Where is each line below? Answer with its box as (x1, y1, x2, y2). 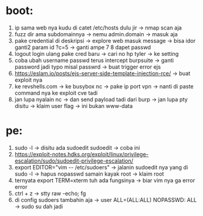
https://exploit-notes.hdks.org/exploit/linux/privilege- (14, 150, 149, 158)
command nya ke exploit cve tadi (14, 89, 98, 96)
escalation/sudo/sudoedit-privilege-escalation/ (14, 157, 134, 164)
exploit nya (14, 76, 43, 83)
